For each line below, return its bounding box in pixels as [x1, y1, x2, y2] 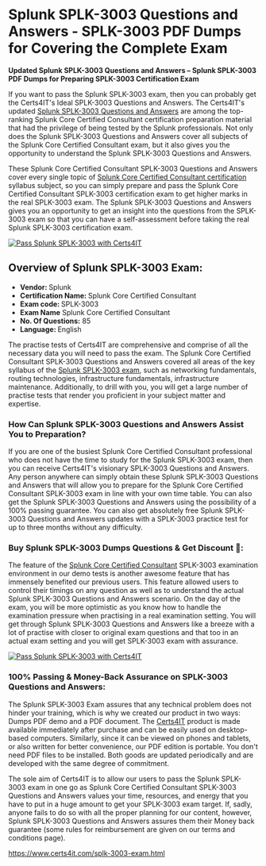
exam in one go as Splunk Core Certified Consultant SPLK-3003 [27, 782, 237, 791]
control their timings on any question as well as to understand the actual [8, 586, 245, 595]
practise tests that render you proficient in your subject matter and [8, 391, 226, 400]
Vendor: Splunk [19, 282, 71, 291]
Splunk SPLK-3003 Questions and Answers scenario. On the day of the [8, 594, 241, 604]
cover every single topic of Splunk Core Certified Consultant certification [8, 172, 247, 182]
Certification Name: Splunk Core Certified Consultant [19, 291, 197, 300]
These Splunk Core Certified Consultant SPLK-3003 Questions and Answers [8, 164, 258, 173]
